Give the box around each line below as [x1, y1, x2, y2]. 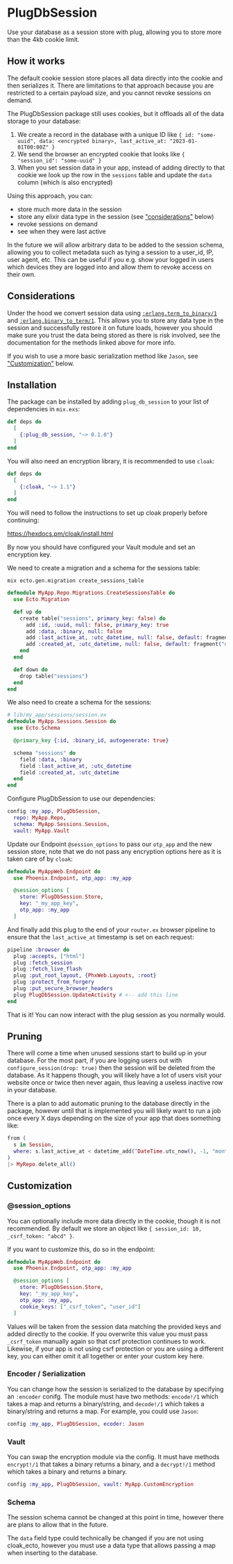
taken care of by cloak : [7, 855, 73, 863]
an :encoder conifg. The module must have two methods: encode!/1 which [7, 1392, 218, 1401]
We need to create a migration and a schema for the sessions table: [7, 564, 200, 573]
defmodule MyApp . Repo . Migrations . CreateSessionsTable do [7, 589, 175, 597]
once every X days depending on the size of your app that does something [7, 1114, 221, 1123]
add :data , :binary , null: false [25, 627, 123, 635]
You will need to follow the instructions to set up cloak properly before [7, 509, 208, 517]
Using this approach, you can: [7, 191, 93, 199]
